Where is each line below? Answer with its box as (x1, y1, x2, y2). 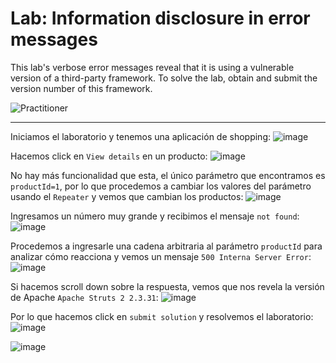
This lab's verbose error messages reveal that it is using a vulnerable (10, 61, 295, 73)
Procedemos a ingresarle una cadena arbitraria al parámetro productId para (10, 240, 323, 252)
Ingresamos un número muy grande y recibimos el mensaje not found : (10, 210, 300, 222)
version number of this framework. (10, 82, 153, 94)
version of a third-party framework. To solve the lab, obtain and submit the (10, 72, 318, 84)
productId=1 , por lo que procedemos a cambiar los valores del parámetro (10, 180, 312, 192)
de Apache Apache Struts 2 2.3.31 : (10, 291, 159, 303)
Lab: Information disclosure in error (10, 7, 311, 30)
